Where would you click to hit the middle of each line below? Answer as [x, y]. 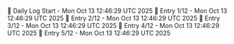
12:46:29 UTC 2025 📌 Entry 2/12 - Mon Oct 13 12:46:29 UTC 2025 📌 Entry [114, 18]
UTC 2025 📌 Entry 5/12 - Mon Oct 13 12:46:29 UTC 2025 [89, 33]
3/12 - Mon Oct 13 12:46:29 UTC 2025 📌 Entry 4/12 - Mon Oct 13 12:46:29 [113, 25]
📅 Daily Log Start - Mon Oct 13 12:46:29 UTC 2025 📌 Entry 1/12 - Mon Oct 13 [117, 11]
